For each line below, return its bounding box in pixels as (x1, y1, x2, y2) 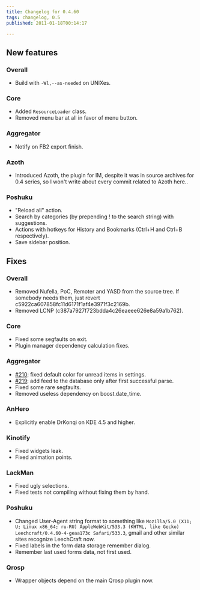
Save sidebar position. (14, 239, 70, 246)
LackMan (6, 469, 34, 477)
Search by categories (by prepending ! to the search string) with (14, 213, 174, 220)
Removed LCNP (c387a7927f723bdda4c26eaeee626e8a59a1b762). (14, 307, 183, 314)
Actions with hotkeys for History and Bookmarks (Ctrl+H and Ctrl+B (14, 226, 183, 233)
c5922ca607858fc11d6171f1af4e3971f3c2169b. (14, 300, 130, 307)
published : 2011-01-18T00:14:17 (6, 20, 87, 26)
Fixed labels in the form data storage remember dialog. (14, 542, 151, 549)
